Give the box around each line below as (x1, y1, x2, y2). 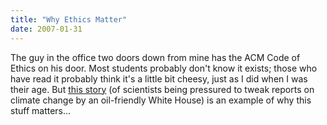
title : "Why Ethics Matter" (10, 14, 128, 25)
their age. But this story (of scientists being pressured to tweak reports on (10, 83, 315, 95)
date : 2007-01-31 (10, 24, 83, 34)
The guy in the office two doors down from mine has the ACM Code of (10, 51, 301, 63)
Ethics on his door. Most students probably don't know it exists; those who (10, 62, 318, 74)
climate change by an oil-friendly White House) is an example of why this (10, 94, 312, 106)
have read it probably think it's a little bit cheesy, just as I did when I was (10, 72, 308, 85)
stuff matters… (10, 104, 72, 116)
